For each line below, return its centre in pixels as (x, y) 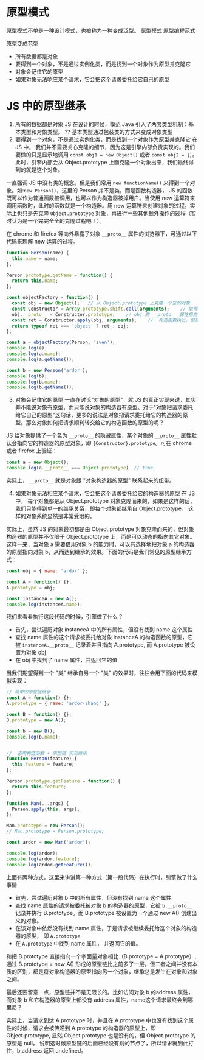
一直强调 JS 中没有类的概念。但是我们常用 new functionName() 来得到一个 (98, 183)
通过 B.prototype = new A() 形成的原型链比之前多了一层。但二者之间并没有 (99, 964)
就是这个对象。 (45, 170)
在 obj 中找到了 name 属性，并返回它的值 (66, 660)
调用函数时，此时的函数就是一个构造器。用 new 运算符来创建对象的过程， (98, 205)
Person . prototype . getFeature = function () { (63, 781)
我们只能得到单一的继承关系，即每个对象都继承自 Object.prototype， (101, 508)
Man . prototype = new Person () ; (46, 826)
